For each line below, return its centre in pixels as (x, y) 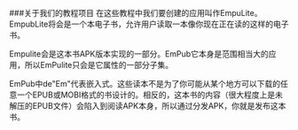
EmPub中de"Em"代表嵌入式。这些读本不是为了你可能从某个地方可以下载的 (145, 84)
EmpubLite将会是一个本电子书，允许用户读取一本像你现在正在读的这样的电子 (149, 24)
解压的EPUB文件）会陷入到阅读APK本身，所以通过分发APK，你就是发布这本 (148, 106)
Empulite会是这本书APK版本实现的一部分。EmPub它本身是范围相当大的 (139, 54)
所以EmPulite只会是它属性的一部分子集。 (99, 65)
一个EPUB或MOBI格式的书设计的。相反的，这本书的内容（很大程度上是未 (150, 95)
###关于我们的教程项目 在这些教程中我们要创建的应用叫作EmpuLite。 (136, 13)
